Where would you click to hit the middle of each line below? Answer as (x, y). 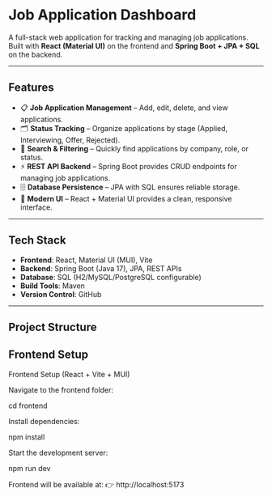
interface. (36, 207)
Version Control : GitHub (61, 294)
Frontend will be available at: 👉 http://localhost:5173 (96, 484)
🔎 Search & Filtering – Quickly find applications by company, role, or (134, 148)
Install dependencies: (44, 421)
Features (31, 88)
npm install (27, 437)
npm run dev (30, 468)
